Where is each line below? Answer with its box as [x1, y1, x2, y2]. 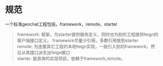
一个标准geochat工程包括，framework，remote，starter [5, 21, 118, 27]
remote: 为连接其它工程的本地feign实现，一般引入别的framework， [17, 43, 151, 49]
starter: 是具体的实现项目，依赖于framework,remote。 [17, 55, 126, 61]
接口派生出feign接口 [30, 49, 70, 55]
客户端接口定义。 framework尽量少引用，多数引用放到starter [17, 37, 139, 43]
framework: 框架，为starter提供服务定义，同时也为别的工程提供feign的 [17, 31, 159, 37]
